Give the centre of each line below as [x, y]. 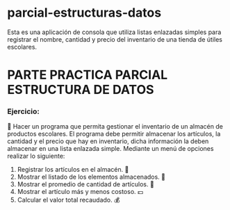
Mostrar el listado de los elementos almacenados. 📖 [91, 177]
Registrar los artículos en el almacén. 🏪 [73, 170]
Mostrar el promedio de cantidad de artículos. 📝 [85, 184]
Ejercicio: [23, 111]
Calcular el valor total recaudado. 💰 [68, 200]
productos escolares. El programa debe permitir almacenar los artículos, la [114, 134]
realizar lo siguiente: [36, 156]
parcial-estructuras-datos [84, 13]
